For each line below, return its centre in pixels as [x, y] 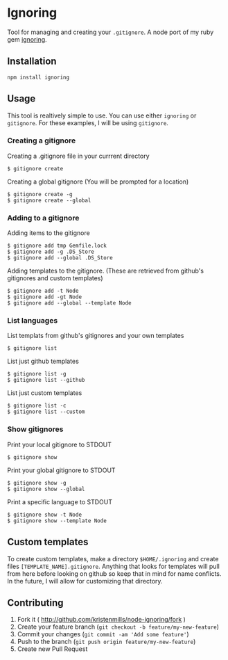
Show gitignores [35, 429]
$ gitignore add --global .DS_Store [60, 258]
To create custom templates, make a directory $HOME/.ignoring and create [113, 558]
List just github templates [43, 361]
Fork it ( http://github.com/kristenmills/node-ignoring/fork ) [101, 620]
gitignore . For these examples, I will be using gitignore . [88, 122]
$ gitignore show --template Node [57, 521]
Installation [32, 62]
